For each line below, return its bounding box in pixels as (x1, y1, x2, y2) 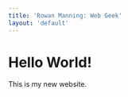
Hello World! (8, 53, 92, 72)
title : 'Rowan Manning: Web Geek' (8, 11, 123, 20)
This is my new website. (8, 80, 87, 89)
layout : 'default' (8, 19, 69, 27)
